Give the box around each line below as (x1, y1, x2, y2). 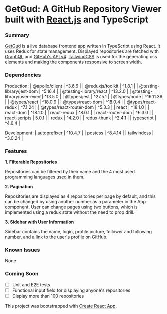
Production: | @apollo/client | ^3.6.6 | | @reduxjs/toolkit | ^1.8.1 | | (5, 83, 138, 89)
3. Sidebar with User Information (5, 219, 74, 225)
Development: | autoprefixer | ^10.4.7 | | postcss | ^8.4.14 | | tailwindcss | (5, 130, 154, 136)
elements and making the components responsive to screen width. (5, 59, 142, 65)
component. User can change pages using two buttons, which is (5, 204, 138, 210)
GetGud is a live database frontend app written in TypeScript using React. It (5, 43, 161, 49)
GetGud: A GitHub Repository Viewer (5, 3, 162, 15)
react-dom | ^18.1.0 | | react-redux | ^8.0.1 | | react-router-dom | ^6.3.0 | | (5, 109, 154, 115)
